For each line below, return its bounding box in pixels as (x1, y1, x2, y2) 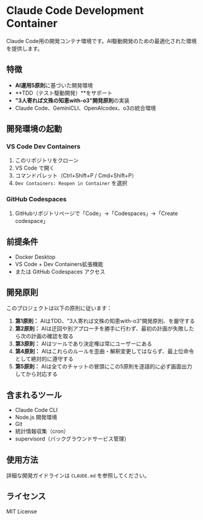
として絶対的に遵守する (14, 355, 74, 362)
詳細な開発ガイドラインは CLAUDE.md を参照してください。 (6, 472, 150, 479)
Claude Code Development (6, 4, 144, 18)
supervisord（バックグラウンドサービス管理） (14, 435, 130, 442)
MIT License (6, 507, 37, 515)
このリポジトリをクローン (14, 157, 79, 164)
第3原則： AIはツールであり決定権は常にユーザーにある (14, 340, 152, 347)
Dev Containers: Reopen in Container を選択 (14, 179, 128, 187)
